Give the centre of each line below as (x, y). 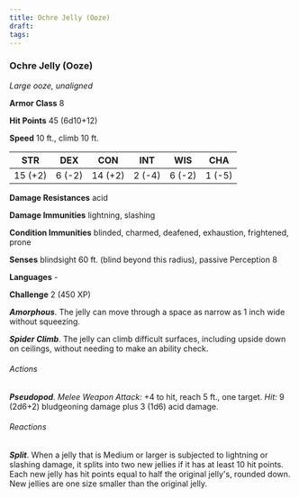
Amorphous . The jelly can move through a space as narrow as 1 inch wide (147, 312)
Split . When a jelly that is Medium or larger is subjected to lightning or (139, 455)
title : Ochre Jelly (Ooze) (60, 18)
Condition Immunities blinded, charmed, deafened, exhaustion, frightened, (149, 232)
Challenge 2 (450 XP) (50, 294)
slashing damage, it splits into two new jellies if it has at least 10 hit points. (146, 465)
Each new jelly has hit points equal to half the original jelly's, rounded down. (150, 475)
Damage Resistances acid (59, 197)
